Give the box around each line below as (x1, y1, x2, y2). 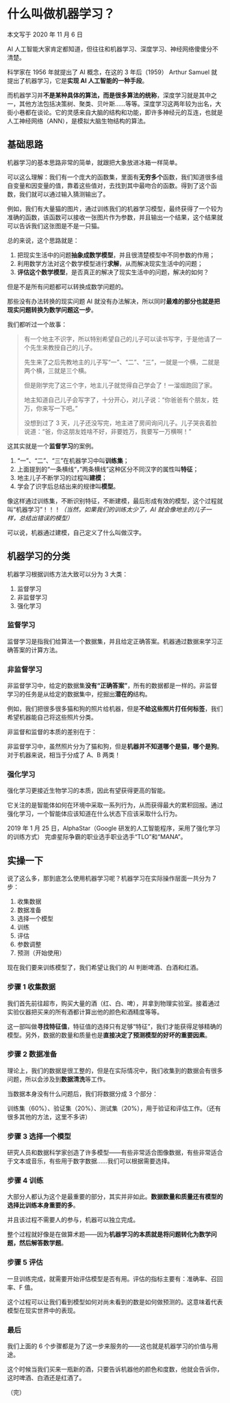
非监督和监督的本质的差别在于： (7, 728, 97, 736)
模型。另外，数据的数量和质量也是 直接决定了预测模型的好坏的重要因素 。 (7, 1031, 211, 1039)
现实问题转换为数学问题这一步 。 (7, 306, 97, 314)
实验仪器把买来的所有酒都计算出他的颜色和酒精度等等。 (7, 1008, 163, 1016)
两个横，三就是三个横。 (23, 366, 90, 374)
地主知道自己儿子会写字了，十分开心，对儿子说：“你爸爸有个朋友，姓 (23, 395, 219, 404)
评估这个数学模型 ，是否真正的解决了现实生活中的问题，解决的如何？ (16, 268, 209, 276)
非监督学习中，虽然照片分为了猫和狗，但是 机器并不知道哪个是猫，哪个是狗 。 (7, 742, 223, 751)
